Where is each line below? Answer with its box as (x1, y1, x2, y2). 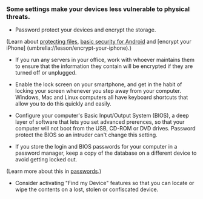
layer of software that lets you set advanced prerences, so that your (15, 118, 185, 126)
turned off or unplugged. (15, 69, 77, 76)
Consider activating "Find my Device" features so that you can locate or (15, 180, 195, 187)
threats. (6, 12, 30, 21)
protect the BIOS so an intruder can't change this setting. (15, 131, 158, 138)
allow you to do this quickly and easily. (15, 100, 111, 107)
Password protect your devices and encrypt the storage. (15, 26, 156, 33)
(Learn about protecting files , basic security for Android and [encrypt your (6, 38, 192, 46)
